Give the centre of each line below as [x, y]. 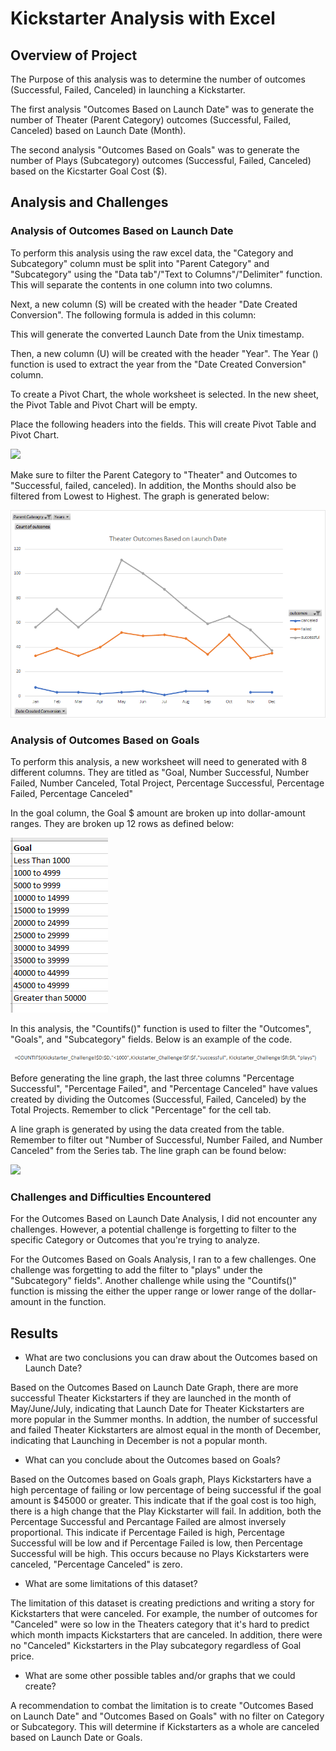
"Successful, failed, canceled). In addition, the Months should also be [153, 485]
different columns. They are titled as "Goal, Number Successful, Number [160, 772]
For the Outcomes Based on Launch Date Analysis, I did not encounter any [164, 1219]
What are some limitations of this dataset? [111, 1584]
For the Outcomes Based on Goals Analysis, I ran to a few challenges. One [163, 1259]
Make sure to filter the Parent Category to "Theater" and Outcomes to [154, 474]
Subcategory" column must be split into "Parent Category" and [140, 263]
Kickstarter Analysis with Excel [143, 18]
